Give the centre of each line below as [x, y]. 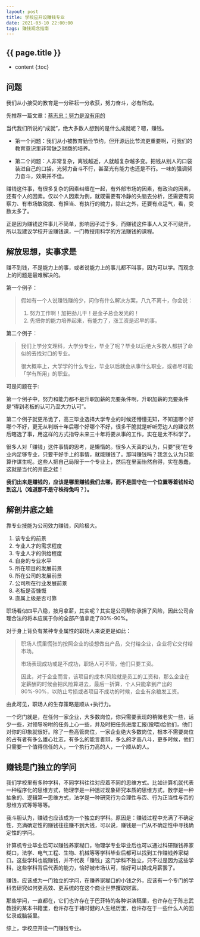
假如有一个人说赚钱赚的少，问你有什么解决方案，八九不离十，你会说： [107, 300]
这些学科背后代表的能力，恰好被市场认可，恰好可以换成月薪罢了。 [97, 868]
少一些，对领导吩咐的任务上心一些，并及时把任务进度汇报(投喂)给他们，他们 [99, 724]
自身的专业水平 [33, 561]
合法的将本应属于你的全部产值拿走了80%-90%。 [71, 618]
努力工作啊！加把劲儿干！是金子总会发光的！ [85, 313]
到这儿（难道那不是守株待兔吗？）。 [49, 489]
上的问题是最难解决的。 [35, 275]
